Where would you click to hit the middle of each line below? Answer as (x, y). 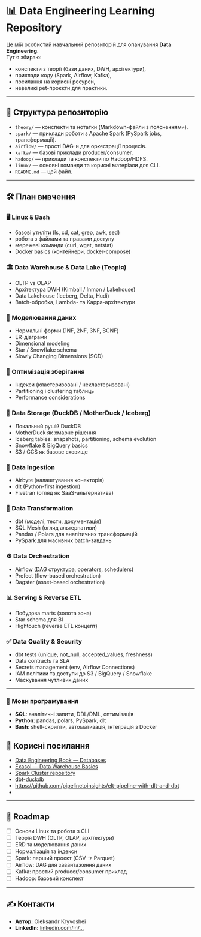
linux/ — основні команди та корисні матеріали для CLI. (87, 165)
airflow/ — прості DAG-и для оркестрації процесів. (80, 146)
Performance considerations (50, 397)
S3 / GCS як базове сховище (51, 451)
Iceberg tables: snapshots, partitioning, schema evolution (86, 439)
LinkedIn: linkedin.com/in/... (49, 928)
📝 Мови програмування (42, 701)
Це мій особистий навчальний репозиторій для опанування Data (89, 44)
